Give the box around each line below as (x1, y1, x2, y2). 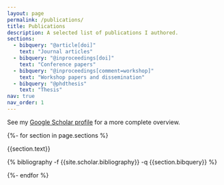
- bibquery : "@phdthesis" (13, 80, 87, 87)
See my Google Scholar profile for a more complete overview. (7, 118, 180, 126)
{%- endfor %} (7, 171, 49, 179)
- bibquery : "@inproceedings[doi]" (13, 55, 115, 62)
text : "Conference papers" (19, 61, 96, 68)
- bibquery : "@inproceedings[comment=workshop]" (13, 67, 154, 74)
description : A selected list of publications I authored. (7, 29, 179, 36)
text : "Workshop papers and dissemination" (19, 73, 145, 81)
